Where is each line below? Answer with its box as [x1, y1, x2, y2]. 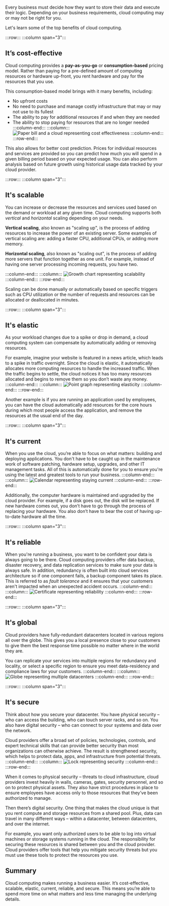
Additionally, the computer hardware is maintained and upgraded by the [5, 492, 154, 498]
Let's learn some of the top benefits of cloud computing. [5, 25, 122, 31]
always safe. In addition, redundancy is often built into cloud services [5, 567, 149, 573]
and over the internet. [5, 820, 50, 827]
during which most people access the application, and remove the [5, 407, 142, 413]
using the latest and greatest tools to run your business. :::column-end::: [5, 472, 155, 478]
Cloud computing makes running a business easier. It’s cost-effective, [5, 880, 150, 886]
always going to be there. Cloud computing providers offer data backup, [5, 557, 155, 563]
